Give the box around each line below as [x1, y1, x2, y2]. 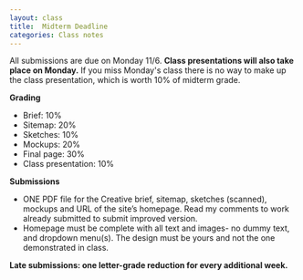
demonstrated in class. [22, 243, 110, 254]
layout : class [9, 13, 64, 23]
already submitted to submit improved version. [22, 213, 198, 224]
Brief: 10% [22, 110, 62, 121]
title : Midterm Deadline [9, 22, 108, 31]
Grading [9, 92, 41, 103]
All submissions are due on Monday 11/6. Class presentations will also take [9, 56, 295, 67]
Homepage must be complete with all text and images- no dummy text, [22, 223, 290, 233]
